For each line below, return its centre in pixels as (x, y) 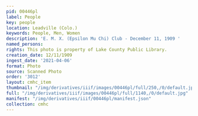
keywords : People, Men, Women (43, 33)
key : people (21, 22)
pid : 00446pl (22, 11)
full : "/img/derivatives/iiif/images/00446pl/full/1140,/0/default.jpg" (97, 93)
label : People (24, 17)
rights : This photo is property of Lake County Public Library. (87, 50)
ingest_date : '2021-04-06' (39, 60)
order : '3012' (24, 77)
